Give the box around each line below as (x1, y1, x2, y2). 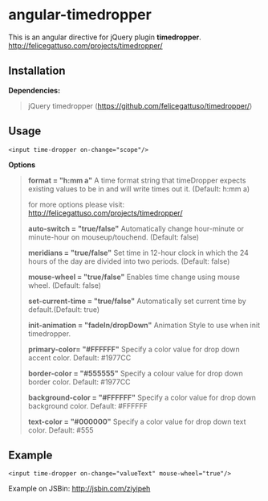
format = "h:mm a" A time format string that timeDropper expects (27, 175, 246, 185)
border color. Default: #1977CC (27, 376, 131, 387)
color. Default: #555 (27, 425, 94, 435)
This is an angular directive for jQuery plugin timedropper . (8, 32, 202, 42)
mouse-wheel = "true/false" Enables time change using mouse (27, 272, 241, 281)
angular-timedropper (8, 6, 152, 24)
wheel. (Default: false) (27, 280, 102, 290)
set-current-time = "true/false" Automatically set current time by (27, 296, 246, 306)
